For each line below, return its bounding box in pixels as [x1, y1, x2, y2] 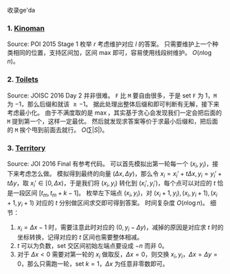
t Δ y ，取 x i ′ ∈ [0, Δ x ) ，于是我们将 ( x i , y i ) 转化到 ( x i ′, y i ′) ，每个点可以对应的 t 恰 [7, 179, 224, 189]
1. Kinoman [7, 23, 45, 33]
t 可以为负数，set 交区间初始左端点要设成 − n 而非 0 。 [16, 241, 168, 249]
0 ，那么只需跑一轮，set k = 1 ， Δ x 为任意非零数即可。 [16, 260, 169, 268]
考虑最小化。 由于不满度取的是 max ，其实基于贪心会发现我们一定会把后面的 [7, 109, 222, 117]
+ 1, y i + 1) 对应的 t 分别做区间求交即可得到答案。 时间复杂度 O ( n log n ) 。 [7, 198, 209, 208]
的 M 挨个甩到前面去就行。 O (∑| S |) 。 [7, 126, 108, 134]
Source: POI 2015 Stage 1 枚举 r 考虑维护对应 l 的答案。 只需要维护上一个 [7, 40, 213, 48]
